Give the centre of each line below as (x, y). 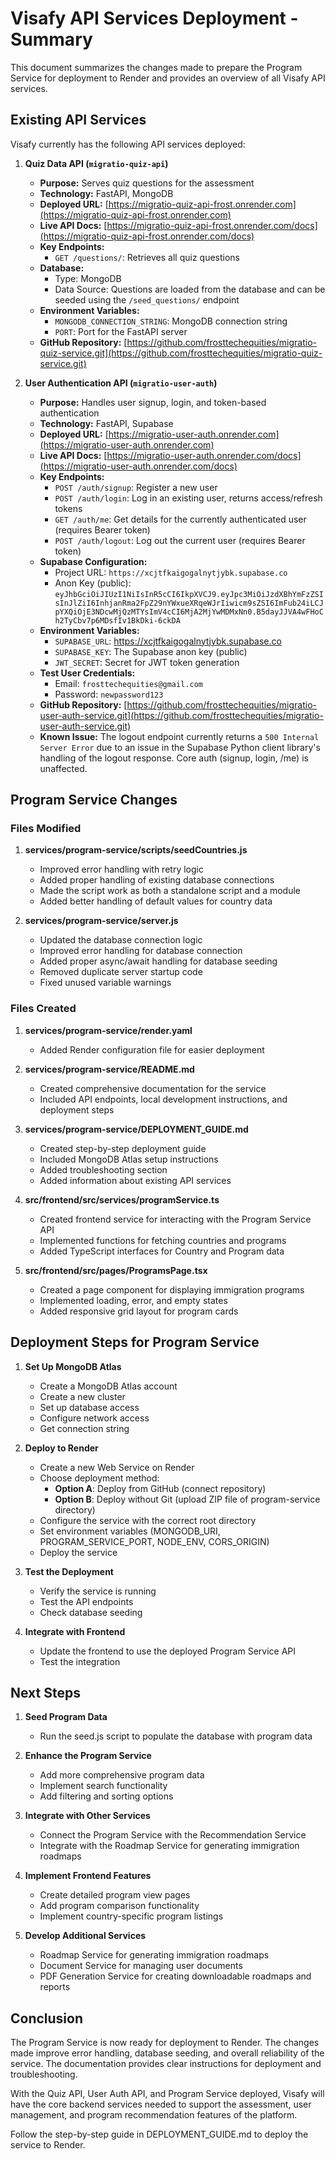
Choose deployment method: (99, 1478)
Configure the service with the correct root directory (148, 1520)
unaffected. (63, 768)
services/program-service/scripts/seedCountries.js (136, 850)
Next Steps (45, 1692)
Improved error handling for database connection (141, 951)
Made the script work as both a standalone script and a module (170, 891)
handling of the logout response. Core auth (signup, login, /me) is (174, 758)
